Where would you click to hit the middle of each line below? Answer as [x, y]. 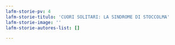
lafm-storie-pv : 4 [28, 11]
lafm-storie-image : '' [33, 22]
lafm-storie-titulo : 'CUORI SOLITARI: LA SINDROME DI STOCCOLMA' [87, 17]
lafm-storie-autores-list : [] [43, 28]
